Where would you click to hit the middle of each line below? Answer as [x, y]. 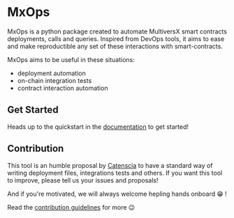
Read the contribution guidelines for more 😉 [71, 207]
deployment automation [51, 73]
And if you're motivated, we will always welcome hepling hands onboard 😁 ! [117, 194]
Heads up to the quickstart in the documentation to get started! [98, 127]
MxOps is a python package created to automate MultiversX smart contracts [117, 31]
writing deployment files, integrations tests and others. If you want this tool [115, 173]
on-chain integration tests [54, 80]
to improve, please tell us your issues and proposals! [83, 180]
